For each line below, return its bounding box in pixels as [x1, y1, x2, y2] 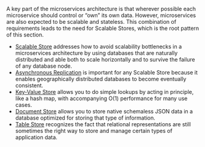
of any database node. [15, 62, 72, 70]
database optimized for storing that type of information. [15, 114, 156, 121]
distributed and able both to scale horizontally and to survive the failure [15, 56, 195, 63]
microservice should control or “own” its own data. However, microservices [6, 12, 196, 19]
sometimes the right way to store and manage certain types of [15, 127, 173, 134]
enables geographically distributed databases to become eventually [15, 76, 187, 82]
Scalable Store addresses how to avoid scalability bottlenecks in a [15, 43, 182, 50]
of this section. [6, 31, 44, 38]
